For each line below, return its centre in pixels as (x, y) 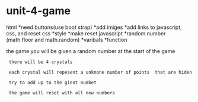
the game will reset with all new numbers (62, 93)
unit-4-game (39, 11)
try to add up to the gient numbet (52, 83)
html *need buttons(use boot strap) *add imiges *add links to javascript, (94, 27)
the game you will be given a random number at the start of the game (91, 51)
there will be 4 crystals (41, 62)
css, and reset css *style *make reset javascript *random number (86, 33)
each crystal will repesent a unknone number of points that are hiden (100, 72)
